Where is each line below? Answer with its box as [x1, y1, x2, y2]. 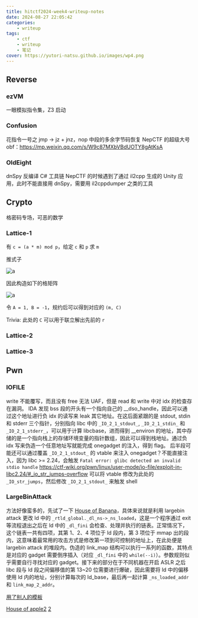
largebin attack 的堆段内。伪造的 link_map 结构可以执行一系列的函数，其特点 [6, 543, 193, 551]
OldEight [6, 158, 32, 166]
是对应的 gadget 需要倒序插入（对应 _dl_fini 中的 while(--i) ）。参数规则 [6, 551, 184, 558]
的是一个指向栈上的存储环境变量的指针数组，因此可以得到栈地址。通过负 [11, 434, 187, 441]
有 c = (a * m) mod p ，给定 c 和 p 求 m [6, 243, 99, 250]
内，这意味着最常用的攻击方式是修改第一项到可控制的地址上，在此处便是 [6, 536, 182, 543]
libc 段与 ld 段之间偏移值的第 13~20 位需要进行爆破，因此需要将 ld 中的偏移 [6, 566, 189, 573]
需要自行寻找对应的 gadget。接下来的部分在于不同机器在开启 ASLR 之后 [11, 558, 186, 565]
